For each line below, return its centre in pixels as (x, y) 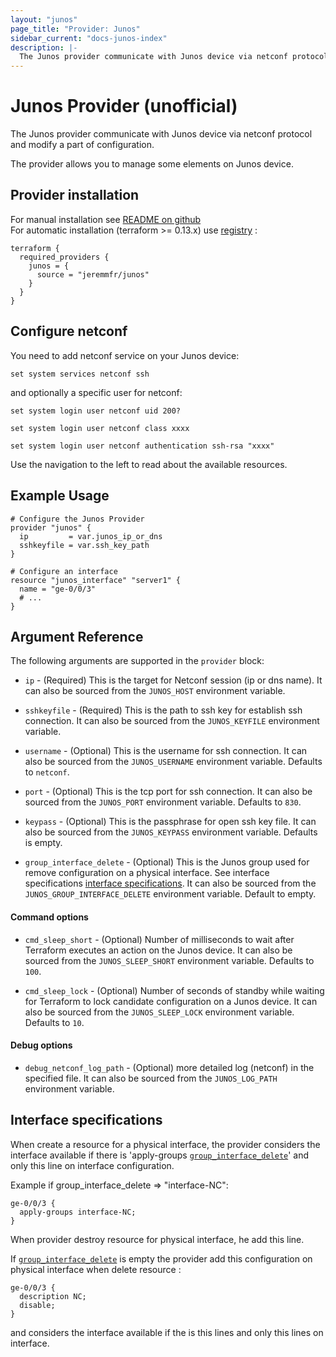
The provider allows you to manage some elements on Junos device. (152, 164)
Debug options (41, 1045)
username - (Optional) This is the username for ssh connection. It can (166, 751)
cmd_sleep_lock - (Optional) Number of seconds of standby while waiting (174, 990)
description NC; (53, 1296)
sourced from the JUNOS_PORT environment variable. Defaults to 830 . (163, 802)
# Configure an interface (64, 571)
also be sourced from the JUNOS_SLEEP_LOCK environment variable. (159, 1012)
